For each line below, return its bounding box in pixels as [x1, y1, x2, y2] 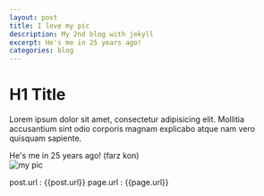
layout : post [9, 12, 58, 22]
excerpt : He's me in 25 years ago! [9, 37, 142, 47]
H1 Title [9, 85, 66, 105]
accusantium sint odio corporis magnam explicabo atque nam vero [9, 124, 255, 135]
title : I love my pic [9, 21, 90, 30]
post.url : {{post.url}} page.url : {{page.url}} [9, 177, 169, 188]
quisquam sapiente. [9, 133, 82, 143]
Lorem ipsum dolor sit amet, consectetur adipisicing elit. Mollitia [9, 114, 244, 125]
